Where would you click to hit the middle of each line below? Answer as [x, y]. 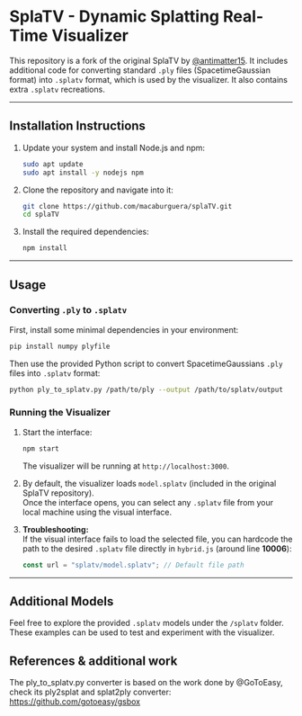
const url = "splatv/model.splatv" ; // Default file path [133, 565]
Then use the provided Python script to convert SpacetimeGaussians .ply [146, 363]
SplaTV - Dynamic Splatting [115, 17]
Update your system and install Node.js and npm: [113, 148]
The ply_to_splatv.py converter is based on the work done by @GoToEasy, [146, 683]
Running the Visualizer [60, 413]
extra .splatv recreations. [57, 89]
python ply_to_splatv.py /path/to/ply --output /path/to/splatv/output [146, 389]
